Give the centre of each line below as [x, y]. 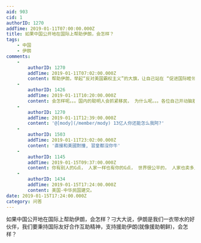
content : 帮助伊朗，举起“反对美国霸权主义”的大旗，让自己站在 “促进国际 [107, 79]
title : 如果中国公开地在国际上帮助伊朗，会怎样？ [60, 34]
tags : [13, 40]
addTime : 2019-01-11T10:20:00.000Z [72, 95]
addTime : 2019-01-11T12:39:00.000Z [72, 118]
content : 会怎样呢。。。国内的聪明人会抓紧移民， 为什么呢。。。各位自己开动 [108, 101]
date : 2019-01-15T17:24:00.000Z [46, 196]
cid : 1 [14, 17]
